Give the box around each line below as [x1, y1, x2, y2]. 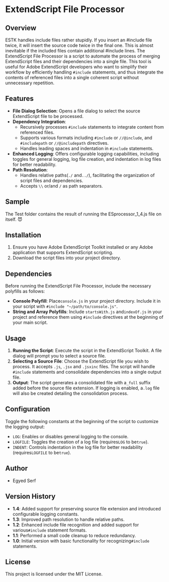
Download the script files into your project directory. [12, 255, 121, 261]
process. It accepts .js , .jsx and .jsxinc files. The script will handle [12, 364, 155, 370]
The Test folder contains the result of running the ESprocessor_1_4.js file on [5, 211, 161, 217]
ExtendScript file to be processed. [12, 113, 84, 119]
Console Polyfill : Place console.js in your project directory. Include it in [12, 298, 161, 304]
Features [5, 94, 34, 103]
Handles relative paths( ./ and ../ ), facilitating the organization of [20, 172, 155, 178]
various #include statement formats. [12, 527, 87, 533]
